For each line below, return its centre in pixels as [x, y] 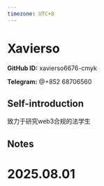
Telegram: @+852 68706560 [50, 81]
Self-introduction [46, 104]
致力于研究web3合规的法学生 [49, 121]
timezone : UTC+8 [31, 14]
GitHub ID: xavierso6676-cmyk [52, 68]
